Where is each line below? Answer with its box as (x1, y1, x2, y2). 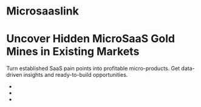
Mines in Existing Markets (6, 45, 140, 59)
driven (6, 71, 22, 79)
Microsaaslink (6, 4, 79, 18)
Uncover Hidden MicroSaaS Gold (6, 32, 175, 46)
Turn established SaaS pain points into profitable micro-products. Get (6, 65, 180, 72)
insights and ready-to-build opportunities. (23, 71, 128, 79)
